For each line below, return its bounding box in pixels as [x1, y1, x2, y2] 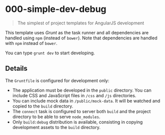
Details [5, 64, 27, 73]
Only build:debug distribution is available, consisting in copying [12, 119, 143, 125]
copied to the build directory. [12, 103, 73, 109]
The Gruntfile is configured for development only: [5, 77, 109, 83]
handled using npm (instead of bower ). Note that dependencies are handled [5, 35, 157, 41]
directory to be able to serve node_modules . [12, 114, 100, 120]
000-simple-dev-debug [5, 3, 106, 15]
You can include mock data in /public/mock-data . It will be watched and [12, 98, 160, 104]
